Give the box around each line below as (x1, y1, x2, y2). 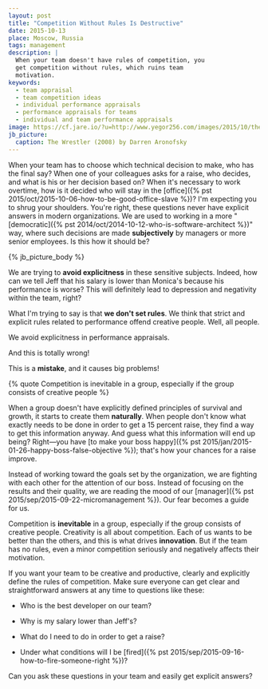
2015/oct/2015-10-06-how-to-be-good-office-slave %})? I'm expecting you (8, 193, 257, 204)
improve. (8, 453, 37, 464)
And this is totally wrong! (8, 348, 90, 357)
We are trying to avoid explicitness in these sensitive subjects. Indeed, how (8, 267, 258, 277)
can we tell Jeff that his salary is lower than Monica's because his (8, 276, 225, 285)
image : (8, 123, 30, 131)
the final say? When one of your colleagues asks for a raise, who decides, (8, 169, 251, 178)
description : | (8, 49, 59, 57)
